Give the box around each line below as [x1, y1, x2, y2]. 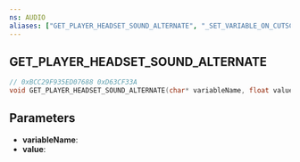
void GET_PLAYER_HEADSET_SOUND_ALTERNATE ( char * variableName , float [9, 86, 270, 95]
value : [21, 143, 46, 154]
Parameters [9, 110, 76, 126]
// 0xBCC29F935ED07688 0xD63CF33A [9, 77, 138, 87]
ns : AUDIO [9, 12, 46, 22]
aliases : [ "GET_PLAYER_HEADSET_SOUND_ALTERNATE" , [9, 21, 198, 30]
